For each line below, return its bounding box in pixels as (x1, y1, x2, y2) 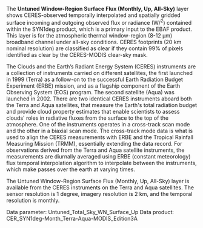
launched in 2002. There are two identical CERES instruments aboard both (6, 95, 192, 102)
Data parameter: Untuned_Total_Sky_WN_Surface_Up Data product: (6, 208, 175, 215)
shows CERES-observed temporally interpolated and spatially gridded (6, 11, 181, 19)
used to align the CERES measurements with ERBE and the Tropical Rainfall (6, 133, 194, 141)
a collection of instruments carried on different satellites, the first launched (6, 69, 193, 76)
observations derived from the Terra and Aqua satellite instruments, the (6, 146, 185, 154)
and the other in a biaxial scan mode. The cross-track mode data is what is (6, 127, 193, 134)
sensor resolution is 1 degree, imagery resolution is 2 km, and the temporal (6, 190, 193, 197)
